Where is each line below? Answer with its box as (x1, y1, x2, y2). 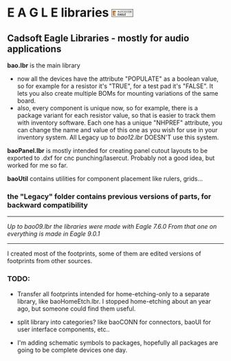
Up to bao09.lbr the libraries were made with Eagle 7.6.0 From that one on (7, 223, 217, 231)
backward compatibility (7, 200, 88, 209)
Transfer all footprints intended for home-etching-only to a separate (16, 289, 210, 298)
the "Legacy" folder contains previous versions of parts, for (7, 192, 212, 201)
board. (16, 96, 36, 105)
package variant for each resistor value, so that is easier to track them (16, 112, 216, 119)
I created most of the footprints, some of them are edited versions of (7, 249, 201, 258)
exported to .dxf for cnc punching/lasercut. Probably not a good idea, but (7, 154, 215, 162)
